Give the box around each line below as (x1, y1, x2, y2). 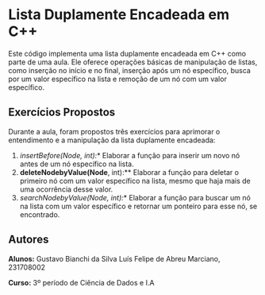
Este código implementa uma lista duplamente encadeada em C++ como (8, 49, 247, 58)
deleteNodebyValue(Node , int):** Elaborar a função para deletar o (19, 167, 240, 177)
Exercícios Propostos (8, 106, 116, 119)
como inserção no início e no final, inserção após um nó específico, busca (8, 65, 252, 75)
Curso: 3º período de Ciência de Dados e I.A (8, 278, 155, 287)
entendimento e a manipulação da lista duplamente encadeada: (8, 135, 216, 145)
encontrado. (19, 209, 60, 219)
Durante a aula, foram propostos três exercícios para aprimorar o (8, 126, 221, 136)
